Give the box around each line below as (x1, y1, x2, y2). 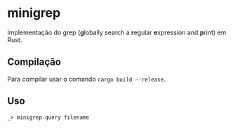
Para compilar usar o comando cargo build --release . (7, 75, 166, 83)
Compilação (7, 56, 62, 68)
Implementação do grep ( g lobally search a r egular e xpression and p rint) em (7, 28, 227, 37)
